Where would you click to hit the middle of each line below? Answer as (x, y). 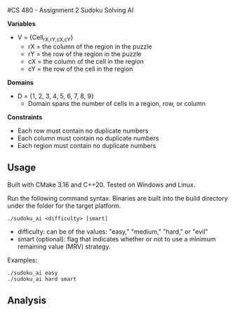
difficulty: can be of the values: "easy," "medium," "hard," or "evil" (113, 232)
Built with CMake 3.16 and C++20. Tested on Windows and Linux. (101, 185)
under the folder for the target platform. (64, 206)
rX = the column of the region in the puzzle (90, 46)
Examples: (22, 260)
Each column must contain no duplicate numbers (88, 138)
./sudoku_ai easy (33, 273)
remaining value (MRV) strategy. (64, 246)
